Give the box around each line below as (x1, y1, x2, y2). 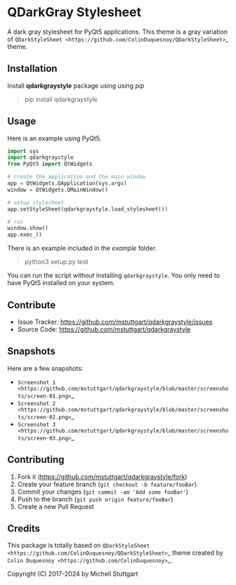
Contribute (7, 299, 56, 311)
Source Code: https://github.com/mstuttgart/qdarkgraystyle (17, 325, 191, 334)
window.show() (7, 225, 49, 232)
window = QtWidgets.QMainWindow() (7, 186, 109, 193)
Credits (7, 522, 41, 534)
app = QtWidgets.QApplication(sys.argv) (7, 180, 128, 187)
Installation (7, 63, 58, 74)
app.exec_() (7, 231, 42, 239)
